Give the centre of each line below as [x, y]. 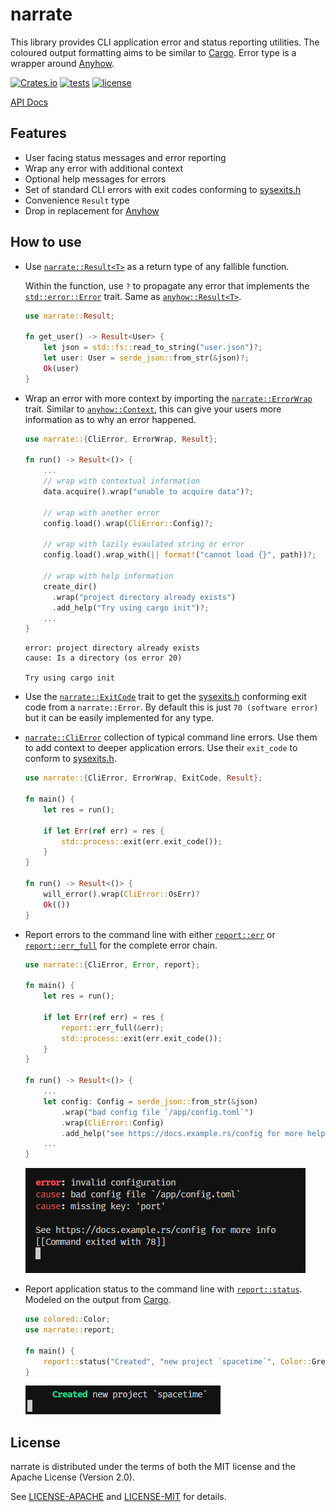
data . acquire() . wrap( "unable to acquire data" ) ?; [148, 492]
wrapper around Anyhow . [62, 63]
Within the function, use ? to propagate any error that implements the [167, 285]
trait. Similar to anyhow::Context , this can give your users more [153, 409]
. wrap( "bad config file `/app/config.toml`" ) [157, 1112]
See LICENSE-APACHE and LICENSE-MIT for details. [118, 1497]
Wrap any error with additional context [104, 168]
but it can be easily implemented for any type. [119, 718]
